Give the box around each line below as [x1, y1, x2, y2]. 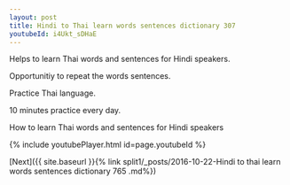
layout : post [9, 12, 58, 22]
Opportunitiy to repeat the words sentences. [9, 71, 171, 81]
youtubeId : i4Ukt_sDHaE [9, 29, 98, 38]
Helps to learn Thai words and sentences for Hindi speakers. [9, 54, 231, 65]
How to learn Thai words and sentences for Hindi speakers [9, 122, 224, 133]
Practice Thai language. [9, 88, 96, 98]
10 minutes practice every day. [9, 105, 121, 116]
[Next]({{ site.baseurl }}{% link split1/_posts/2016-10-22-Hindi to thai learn [9, 157, 281, 167]
